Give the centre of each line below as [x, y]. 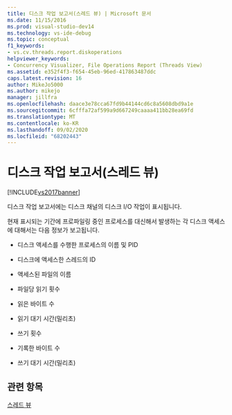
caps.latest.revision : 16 [44, 78]
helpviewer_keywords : [38, 59]
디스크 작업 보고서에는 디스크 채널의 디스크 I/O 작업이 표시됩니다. [95, 207]
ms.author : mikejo [34, 91]
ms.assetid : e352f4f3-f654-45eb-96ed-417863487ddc [82, 71]
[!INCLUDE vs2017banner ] [44, 192]
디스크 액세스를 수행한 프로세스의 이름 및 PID [78, 245]
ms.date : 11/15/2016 [37, 20]
